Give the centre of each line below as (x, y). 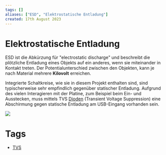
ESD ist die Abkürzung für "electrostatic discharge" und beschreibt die (78, 57)
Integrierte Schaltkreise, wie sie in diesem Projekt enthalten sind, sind (77, 83)
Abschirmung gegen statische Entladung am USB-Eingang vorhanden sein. (82, 104)
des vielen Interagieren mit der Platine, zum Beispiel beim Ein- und (73, 94)
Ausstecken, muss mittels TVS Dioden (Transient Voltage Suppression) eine (83, 99)
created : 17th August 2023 (33, 19)
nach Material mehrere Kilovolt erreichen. (48, 73)
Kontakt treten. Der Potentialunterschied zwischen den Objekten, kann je (80, 68)
